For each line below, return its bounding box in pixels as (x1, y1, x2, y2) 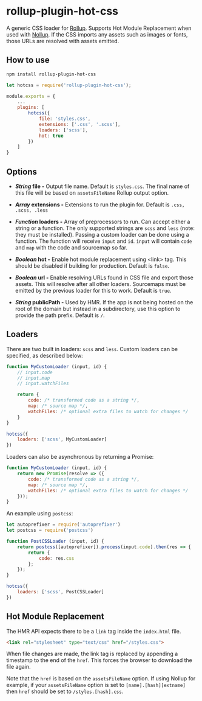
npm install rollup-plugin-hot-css (6, 71, 96, 77)
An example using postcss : (6, 510, 73, 517)
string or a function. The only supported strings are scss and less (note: (15, 224, 195, 232)
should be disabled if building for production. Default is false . (15, 262, 170, 269)
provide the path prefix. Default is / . (15, 312, 105, 319)
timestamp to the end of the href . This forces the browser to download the (6, 657, 193, 664)
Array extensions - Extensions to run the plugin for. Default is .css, (15, 201, 185, 208)
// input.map (17, 375, 50, 381)
